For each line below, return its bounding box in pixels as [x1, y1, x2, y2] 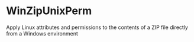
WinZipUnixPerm [6, 4, 92, 18]
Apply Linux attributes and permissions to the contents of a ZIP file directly [6, 24, 188, 31]
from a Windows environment [6, 30, 79, 37]
